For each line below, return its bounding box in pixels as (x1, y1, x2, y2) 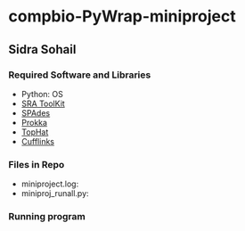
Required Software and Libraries (8, 69, 151, 81)
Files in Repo (8, 158, 65, 170)
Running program (8, 210, 86, 223)
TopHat (20, 127, 49, 137)
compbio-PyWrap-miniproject (8, 6, 237, 27)
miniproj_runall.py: (20, 188, 90, 199)
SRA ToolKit (20, 98, 66, 109)
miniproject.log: (20, 178, 79, 189)
